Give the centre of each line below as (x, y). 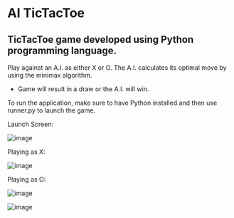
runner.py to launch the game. (52, 110)
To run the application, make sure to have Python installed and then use (112, 103)
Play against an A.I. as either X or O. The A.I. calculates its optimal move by (117, 68)
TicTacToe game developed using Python (101, 40)
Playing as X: (26, 152)
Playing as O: (27, 179)
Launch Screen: (31, 124)
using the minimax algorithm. (50, 75)
